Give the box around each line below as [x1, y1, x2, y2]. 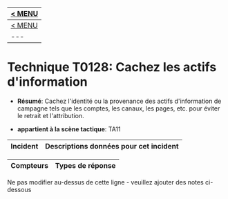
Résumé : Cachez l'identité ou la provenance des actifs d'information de [17, 97, 222, 105]
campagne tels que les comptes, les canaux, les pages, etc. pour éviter [17, 104, 220, 113]
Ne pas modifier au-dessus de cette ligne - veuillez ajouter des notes [7, 178, 204, 186]
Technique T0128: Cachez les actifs [7, 59, 217, 75]
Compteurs [10, 160, 49, 170]
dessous [7, 185, 32, 193]
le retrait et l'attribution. [17, 111, 84, 120]
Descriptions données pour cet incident [44, 141, 179, 151]
